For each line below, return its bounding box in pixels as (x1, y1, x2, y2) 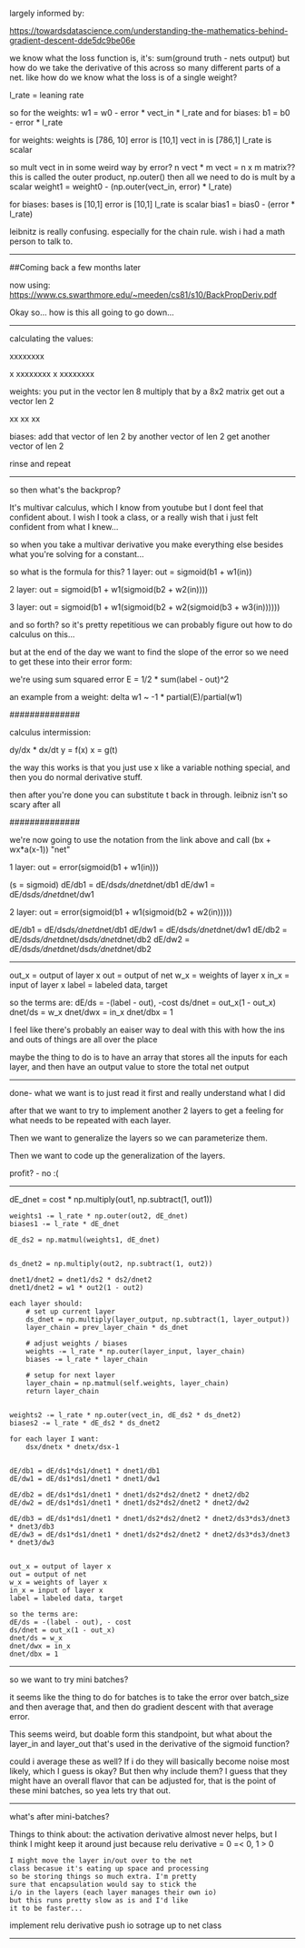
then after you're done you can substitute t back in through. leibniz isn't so (9, 789, 289, 800)
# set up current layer (25, 1307, 116, 1316)
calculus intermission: (9, 727, 91, 737)
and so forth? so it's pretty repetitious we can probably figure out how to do (9, 619, 293, 630)
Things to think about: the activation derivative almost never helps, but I (9, 1829, 278, 1840)
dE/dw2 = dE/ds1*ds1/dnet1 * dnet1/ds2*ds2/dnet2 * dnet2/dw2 (9, 1498, 250, 1507)
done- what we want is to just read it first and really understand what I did (9, 1088, 286, 1098)
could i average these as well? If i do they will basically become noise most (9, 1756, 290, 1767)
